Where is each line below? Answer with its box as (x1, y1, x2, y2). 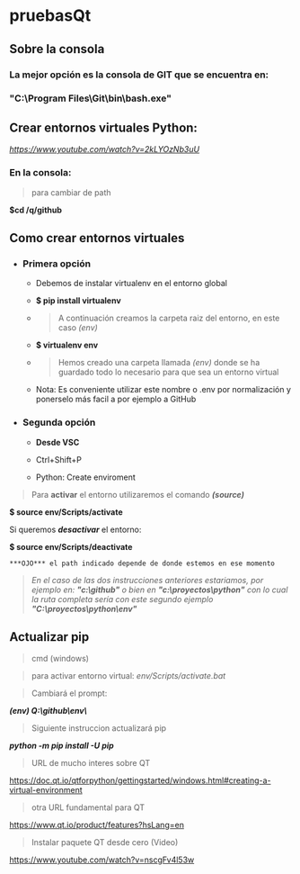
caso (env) (57, 322, 99, 333)
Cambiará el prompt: (31, 688, 108, 698)
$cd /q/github (9, 204, 63, 215)
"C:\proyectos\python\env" (31, 603, 137, 614)
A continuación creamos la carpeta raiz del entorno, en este (57, 312, 280, 324)
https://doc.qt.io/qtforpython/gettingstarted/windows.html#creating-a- (9, 775, 271, 786)
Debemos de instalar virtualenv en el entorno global (35, 278, 227, 289)
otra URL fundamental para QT (31, 802, 146, 813)
